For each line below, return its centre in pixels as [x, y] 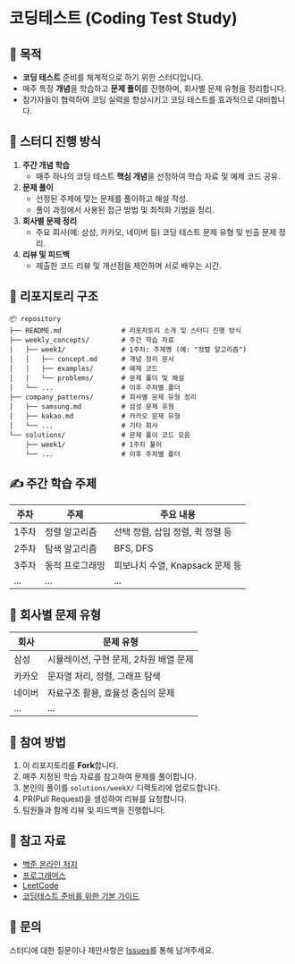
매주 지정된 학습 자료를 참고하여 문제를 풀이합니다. [109, 777]
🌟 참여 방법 [38, 742]
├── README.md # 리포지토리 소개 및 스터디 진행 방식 [125, 330]
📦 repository [35, 318]
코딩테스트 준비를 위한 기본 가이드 [81, 896]
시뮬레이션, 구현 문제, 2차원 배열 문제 [121, 660]
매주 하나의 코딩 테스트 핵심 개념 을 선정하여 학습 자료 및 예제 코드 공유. [158, 176]
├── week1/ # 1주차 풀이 [94, 444]
